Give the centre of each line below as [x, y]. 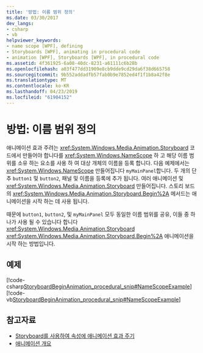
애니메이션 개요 [33, 344]
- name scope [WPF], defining [45, 46]
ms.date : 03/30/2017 [33, 18]
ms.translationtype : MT [37, 80]
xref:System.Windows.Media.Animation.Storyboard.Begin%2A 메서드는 [101, 193]
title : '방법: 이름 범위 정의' [41, 12]
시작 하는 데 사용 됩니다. [61, 201]
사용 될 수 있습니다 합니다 [48, 221]
